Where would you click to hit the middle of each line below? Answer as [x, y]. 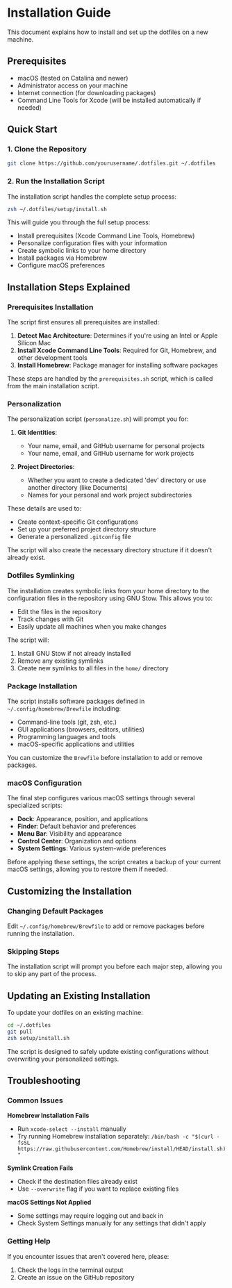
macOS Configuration [44, 783]
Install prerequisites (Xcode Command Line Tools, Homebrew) [106, 236]
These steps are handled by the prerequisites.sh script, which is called [110, 379]
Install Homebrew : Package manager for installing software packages [118, 365]
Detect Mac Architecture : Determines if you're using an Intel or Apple [117, 336]
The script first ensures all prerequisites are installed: [83, 322]
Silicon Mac [34, 343]
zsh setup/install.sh [39, 1038]
